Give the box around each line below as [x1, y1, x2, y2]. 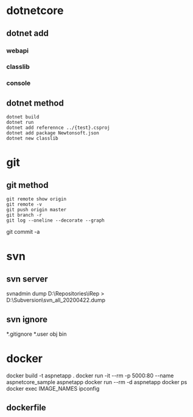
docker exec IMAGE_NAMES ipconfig [6, 385, 100, 392]
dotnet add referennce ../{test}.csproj [6, 125, 111, 131]
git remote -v [6, 201, 43, 208]
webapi [6, 46, 29, 55]
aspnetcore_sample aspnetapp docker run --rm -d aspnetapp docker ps [6, 378, 188, 385]
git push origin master [6, 207, 67, 213]
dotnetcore [6, 4, 64, 18]
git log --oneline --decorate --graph [6, 217, 105, 223]
